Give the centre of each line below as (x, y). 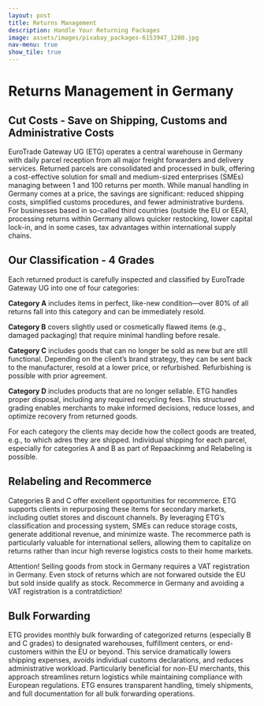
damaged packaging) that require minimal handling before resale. (114, 335)
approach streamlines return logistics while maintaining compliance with (125, 677)
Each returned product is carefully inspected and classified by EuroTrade (126, 279)
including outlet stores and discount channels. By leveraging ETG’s (116, 517)
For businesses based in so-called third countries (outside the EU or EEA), (128, 210)
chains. (20, 235)
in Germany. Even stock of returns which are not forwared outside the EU (127, 574)
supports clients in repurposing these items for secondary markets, (117, 509)
